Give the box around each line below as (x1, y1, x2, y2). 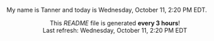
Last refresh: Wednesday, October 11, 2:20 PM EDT (43, 27, 187, 34)
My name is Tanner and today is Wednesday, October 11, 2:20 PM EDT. (6, 6, 207, 14)
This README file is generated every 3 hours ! (50, 19, 180, 27)
